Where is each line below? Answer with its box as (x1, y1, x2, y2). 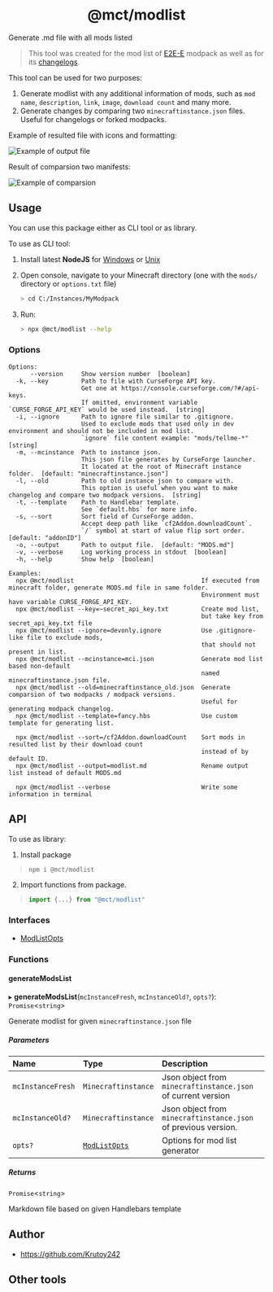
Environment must (201, 590, 260, 599)
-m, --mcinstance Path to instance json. (15, 448, 162, 457)
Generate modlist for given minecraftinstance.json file (8, 1016, 193, 1026)
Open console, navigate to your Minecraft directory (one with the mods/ (19, 270, 258, 280)
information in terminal (8, 790, 93, 799)
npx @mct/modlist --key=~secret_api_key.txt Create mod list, (15, 605, 260, 613)
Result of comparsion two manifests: (8, 161, 132, 172)
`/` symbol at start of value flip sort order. (80, 527, 245, 535)
